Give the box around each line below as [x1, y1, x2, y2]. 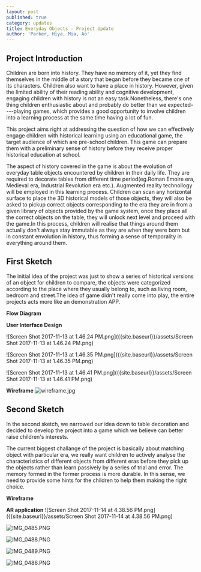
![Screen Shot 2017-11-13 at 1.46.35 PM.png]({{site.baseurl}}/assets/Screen [6, 351, 193, 358]
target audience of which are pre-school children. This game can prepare [6, 138, 188, 145]
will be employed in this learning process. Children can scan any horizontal [6, 188, 191, 195]
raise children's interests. [6, 433, 69, 440]
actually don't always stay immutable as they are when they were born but [6, 226, 190, 233]
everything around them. [6, 239, 67, 246]
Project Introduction [6, 53, 83, 64]
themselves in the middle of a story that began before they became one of [6, 76, 190, 83]
